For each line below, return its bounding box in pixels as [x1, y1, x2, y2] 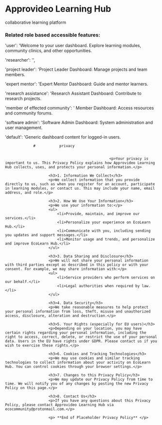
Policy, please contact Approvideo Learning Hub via [5, 403, 114, 408]
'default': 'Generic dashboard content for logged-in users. [5, 134, 121, 140]
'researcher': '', [5, 57, 35, 63]
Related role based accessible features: [5, 32, 100, 38]
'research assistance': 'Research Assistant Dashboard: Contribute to [5, 91, 142, 97]
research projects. [5, 96, 42, 101]
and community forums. [5, 110, 53, 116]
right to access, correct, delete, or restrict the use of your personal [5, 335, 158, 340]
